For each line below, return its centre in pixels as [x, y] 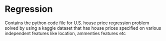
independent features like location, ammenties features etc [65, 33]
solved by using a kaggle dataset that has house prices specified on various [83, 28]
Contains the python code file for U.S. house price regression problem [77, 23]
